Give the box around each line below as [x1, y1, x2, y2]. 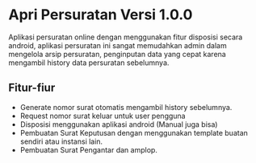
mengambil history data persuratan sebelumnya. [8, 58, 170, 67]
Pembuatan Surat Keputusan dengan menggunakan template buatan [19, 128, 249, 137]
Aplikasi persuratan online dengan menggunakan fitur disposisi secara [8, 32, 243, 42]
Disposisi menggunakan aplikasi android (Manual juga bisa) [19, 119, 218, 129]
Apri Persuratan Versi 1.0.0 [8, 6, 193, 24]
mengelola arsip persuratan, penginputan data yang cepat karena [8, 49, 226, 59]
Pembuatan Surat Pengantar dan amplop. [19, 145, 157, 154]
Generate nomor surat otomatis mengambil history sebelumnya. [19, 102, 233, 112]
